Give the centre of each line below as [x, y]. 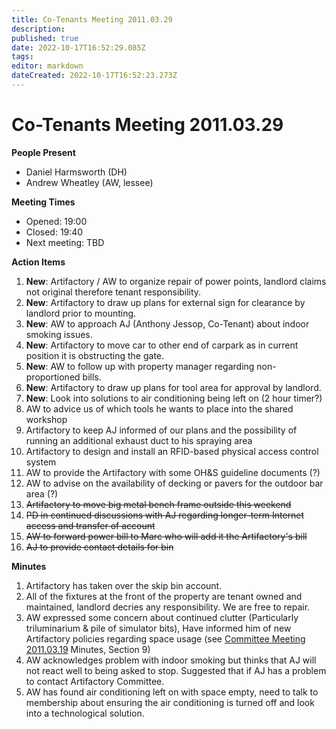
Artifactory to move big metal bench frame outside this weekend [158, 504]
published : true [45, 38]
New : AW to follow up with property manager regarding [140, 366]
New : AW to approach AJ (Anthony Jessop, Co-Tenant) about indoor [167, 323]
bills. [92, 377]
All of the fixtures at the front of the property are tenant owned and [164, 596]
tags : [22, 57]
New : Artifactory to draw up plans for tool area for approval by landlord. [173, 387]
